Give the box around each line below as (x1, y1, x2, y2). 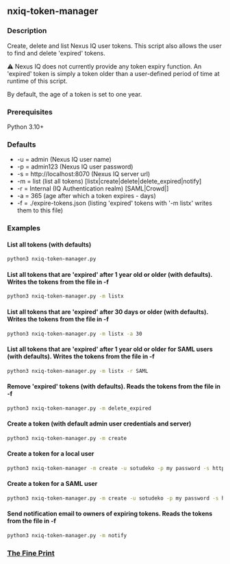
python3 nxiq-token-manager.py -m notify (7, 532, 127, 539)
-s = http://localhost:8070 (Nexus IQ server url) (16, 170, 151, 178)
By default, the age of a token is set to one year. (7, 90, 142, 98)
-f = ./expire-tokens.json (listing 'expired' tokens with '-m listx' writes (16, 199, 212, 208)
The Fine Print (7, 548, 55, 558)
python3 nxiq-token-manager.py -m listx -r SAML (7, 367, 149, 374)
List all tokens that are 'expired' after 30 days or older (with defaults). (7, 308, 209, 316)
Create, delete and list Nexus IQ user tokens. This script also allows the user (7, 41, 222, 50)
